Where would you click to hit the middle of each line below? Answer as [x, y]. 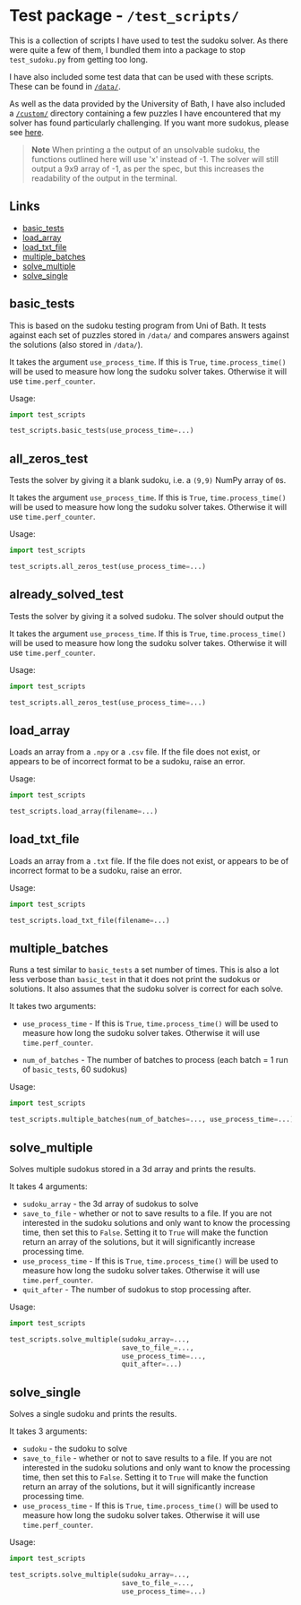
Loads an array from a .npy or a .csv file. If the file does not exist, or [135, 752]
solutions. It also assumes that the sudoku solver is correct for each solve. [146, 989]
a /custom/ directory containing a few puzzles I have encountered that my [145, 113]
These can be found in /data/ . [65, 86]
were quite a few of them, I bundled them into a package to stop [128, 49]
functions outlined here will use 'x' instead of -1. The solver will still [155, 159]
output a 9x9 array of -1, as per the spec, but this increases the [147, 168]
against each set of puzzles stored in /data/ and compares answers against [149, 335]
